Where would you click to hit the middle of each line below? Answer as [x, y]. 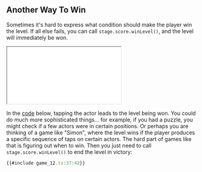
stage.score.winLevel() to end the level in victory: [69, 152]
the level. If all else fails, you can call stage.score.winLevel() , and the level [100, 31]
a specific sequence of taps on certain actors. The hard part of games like [99, 139]
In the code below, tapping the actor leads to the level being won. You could [101, 113]
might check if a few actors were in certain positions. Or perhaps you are [97, 126]
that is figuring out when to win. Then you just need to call [79, 145]
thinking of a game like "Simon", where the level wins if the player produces [101, 132]
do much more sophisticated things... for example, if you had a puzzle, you [99, 119]
